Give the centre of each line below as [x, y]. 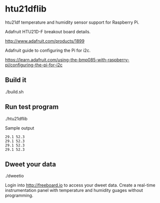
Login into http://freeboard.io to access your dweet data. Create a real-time [80, 185]
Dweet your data [31, 164]
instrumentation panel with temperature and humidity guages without [74, 190]
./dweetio [15, 176]
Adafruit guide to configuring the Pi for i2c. [48, 50]
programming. [19, 196]
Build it [16, 80]
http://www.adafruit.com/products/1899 [45, 41]
